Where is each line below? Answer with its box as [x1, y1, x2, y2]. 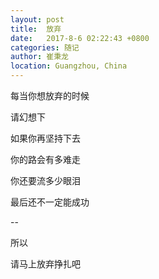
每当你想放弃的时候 [10, 90, 90, 101]
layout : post [10, 14, 65, 25]
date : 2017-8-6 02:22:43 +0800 [10, 33, 150, 43]
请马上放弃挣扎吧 [10, 258, 81, 270]
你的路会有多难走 [10, 154, 81, 165]
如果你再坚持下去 [10, 132, 81, 144]
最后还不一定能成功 [10, 196, 90, 208]
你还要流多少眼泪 [10, 175, 81, 186]
